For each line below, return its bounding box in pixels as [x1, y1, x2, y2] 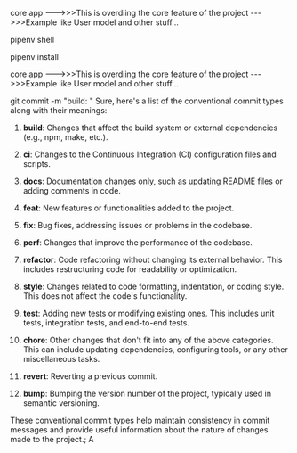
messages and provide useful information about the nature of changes [10, 424, 269, 435]
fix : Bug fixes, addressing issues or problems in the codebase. [22, 220, 253, 230]
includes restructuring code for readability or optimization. [22, 264, 237, 275]
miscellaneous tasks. [22, 354, 100, 364]
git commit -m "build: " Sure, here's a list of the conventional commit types [10, 95, 284, 106]
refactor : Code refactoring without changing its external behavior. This [22, 254, 283, 265]
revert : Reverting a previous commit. [22, 371, 158, 382]
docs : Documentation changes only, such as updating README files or [22, 176, 284, 186]
